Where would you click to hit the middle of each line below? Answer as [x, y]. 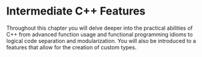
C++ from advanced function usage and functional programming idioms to [99, 34]
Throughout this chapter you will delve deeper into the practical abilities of [99, 28]
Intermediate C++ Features [76, 11]
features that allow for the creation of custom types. [71, 47]
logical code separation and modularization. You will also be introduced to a [101, 41]
